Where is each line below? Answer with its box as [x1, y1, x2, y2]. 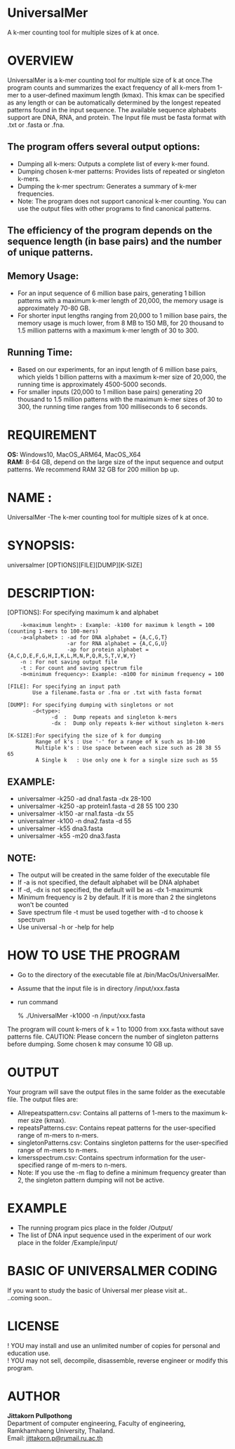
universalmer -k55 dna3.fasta [17, 824, 103, 833]
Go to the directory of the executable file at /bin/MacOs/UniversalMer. [17, 971, 220, 979]
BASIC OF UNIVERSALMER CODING [7, 1263, 217, 1279]
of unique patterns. [7, 247, 93, 259]
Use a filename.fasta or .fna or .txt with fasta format [32, 689, 202, 696]
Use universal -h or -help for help [17, 923, 114, 931]
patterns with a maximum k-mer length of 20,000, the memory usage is [17, 296, 224, 304]
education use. [7, 1349, 51, 1357]
